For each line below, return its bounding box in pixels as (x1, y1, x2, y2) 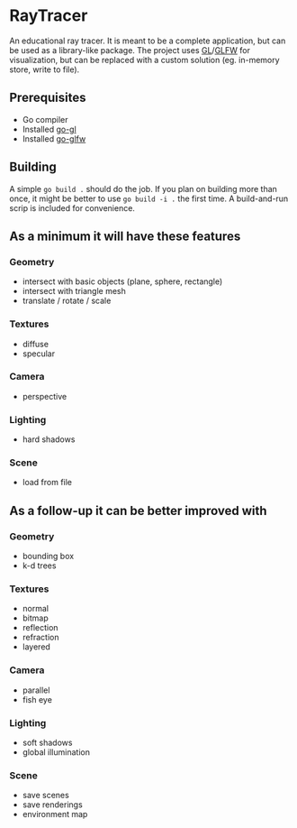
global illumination (22, 747, 90, 758)
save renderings (22, 799, 83, 810)
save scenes (22, 790, 69, 801)
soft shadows (22, 737, 73, 749)
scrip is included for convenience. (9, 202, 135, 213)
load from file (22, 477, 73, 488)
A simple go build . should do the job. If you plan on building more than (9, 183, 277, 194)
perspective (22, 391, 67, 401)
